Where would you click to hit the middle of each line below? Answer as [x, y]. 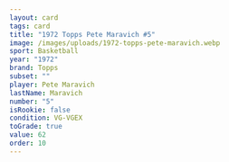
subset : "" [30, 76]
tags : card [30, 26]
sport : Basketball [44, 51]
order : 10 [28, 143]
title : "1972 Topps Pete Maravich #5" [82, 34]
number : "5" [32, 101]
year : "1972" [34, 59]
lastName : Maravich [46, 93]
